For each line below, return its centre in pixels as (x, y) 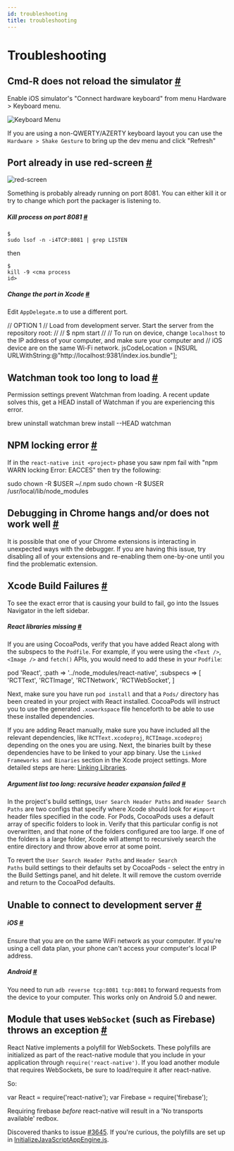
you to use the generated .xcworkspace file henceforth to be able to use (111, 709)
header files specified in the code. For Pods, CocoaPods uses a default (110, 817)
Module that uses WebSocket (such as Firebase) (111, 1019)
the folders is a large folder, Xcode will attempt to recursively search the (112, 839)
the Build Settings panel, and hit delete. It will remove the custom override (115, 875)
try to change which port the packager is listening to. (84, 201)
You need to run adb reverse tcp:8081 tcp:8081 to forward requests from (114, 989)
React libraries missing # (45, 627)
